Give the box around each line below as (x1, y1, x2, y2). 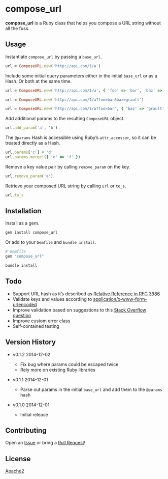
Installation (5, 207, 42, 215)
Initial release (20, 411, 48, 417)
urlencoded (12, 301, 37, 307)
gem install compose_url (5, 230, 58, 235)
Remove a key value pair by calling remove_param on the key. (5, 163, 130, 170)
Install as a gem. (5, 220, 40, 227)
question (12, 312, 31, 318)
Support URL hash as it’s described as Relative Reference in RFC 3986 (12, 291, 160, 297)
